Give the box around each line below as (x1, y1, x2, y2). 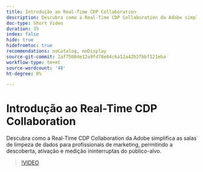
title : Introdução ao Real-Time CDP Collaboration (6, 8, 137, 15)
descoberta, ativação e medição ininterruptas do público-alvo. (6, 147, 162, 154)
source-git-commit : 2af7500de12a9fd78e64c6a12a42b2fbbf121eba (6, 54, 166, 60)
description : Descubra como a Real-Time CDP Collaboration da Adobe (6, 14, 182, 21)
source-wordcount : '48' (6, 65, 66, 71)
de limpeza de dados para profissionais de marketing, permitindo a (6, 141, 173, 148)
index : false (6, 31, 39, 37)
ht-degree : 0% (6, 71, 42, 77)
